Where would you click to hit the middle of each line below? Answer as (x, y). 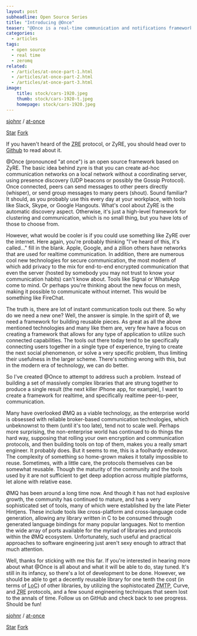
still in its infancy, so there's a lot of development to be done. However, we (96, 573)
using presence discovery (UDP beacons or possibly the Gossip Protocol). (96, 180)
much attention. (25, 549)
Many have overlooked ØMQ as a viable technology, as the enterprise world (98, 413)
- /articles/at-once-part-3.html (52, 83)
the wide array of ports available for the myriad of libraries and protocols (94, 530)
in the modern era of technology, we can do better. (67, 365)
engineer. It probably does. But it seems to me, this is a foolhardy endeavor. (97, 450)
